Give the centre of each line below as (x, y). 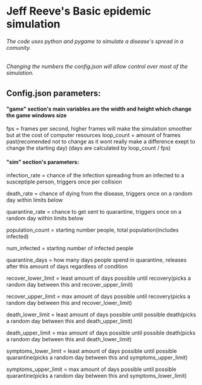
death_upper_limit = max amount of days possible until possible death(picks (101, 333)
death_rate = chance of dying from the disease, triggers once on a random (99, 194)
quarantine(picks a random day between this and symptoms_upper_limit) (97, 358)
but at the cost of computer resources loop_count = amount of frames (93, 135)
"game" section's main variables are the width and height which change (99, 109)
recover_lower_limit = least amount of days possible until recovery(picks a (99, 278)
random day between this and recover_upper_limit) (70, 285)
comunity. (19, 47)
